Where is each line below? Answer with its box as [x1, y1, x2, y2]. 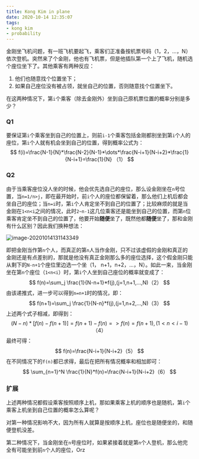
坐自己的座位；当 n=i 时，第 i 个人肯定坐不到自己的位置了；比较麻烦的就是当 [6, 200, 188, 207]
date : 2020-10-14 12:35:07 [6, 14, 73, 20]
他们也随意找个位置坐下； [14, 75, 78, 82]
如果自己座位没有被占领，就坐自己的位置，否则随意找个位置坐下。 [14, 82, 176, 89]
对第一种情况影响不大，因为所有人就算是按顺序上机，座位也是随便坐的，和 [6, 419, 188, 426]
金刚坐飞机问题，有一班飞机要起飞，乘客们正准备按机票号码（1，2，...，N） [6, 48, 191, 55]
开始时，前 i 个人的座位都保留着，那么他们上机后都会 [61, 192, 188, 200]
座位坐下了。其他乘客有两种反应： [11, 63, 95, 70]
